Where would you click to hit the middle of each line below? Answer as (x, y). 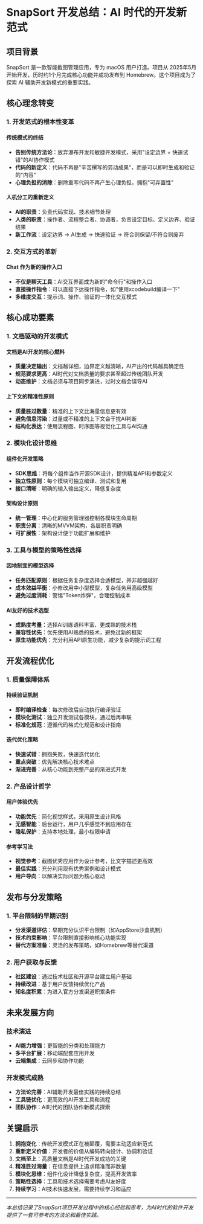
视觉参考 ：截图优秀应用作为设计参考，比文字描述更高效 (84, 861)
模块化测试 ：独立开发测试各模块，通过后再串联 (73, 717)
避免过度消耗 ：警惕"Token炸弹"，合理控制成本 (73, 595)
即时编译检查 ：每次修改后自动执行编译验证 (68, 710)
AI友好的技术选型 (28, 610)
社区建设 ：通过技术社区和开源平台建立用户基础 (73, 976)
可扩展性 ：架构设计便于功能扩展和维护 (63, 533)
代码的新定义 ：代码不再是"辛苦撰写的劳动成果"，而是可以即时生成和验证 (105, 167)
